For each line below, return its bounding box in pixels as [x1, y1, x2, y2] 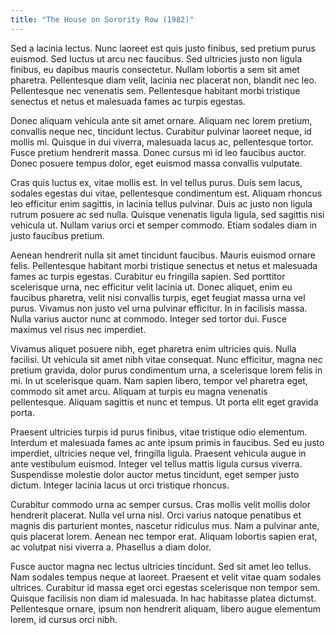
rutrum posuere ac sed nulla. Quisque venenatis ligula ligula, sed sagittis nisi [10, 208, 325, 220]
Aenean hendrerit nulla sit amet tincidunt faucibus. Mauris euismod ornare [10, 249, 316, 261]
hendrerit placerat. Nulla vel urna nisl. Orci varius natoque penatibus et [10, 509, 302, 521]
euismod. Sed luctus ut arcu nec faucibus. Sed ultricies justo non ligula [10, 52, 303, 65]
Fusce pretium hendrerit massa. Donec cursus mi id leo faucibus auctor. [10, 146, 307, 158]
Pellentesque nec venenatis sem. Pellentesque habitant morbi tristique [10, 84, 301, 96]
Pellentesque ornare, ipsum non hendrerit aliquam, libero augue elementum [10, 602, 321, 615]
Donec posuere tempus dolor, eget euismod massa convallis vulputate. [10, 157, 303, 169]
